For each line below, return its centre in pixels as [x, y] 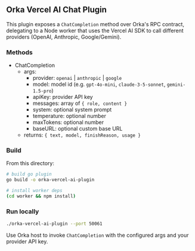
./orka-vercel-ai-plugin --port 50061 [54, 224]
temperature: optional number [69, 116]
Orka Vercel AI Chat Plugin [57, 10]
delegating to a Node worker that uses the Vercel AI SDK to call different [95, 30]
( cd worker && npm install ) [41, 196]
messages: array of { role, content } [80, 103]
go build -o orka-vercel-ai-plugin [50, 180]
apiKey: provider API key [63, 97]
